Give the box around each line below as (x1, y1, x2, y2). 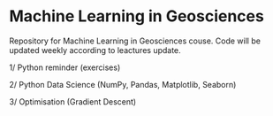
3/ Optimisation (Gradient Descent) (9, 96, 137, 107)
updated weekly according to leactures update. (9, 44, 181, 55)
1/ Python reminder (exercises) (9, 62, 121, 73)
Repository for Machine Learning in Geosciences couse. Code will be (9, 35, 261, 46)
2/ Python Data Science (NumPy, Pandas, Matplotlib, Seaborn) (9, 79, 237, 89)
